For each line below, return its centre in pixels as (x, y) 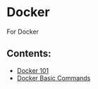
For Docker (23, 32)
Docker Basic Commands (54, 78)
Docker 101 (33, 70)
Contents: (29, 54)
